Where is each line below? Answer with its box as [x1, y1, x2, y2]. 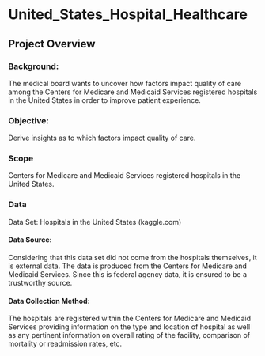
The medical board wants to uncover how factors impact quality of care [8, 78, 242, 88]
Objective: [8, 115, 49, 126]
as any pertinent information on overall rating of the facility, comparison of [8, 331, 251, 340]
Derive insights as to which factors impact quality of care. [8, 133, 196, 143]
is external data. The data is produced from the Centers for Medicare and [8, 261, 248, 271]
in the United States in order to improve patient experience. [8, 95, 202, 104]
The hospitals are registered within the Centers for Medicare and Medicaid [8, 314, 252, 324]
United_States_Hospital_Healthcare [8, 6, 248, 24]
